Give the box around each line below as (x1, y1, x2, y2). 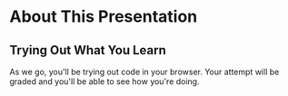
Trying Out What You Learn (9, 43, 166, 58)
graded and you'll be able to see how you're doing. (9, 76, 200, 87)
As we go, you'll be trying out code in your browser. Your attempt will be (9, 66, 280, 77)
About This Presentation (9, 6, 198, 27)
